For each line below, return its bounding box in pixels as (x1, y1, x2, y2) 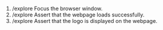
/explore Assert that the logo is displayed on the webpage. (11, 18, 158, 24)
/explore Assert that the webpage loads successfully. (11, 11, 145, 18)
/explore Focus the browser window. (11, 5, 103, 12)
